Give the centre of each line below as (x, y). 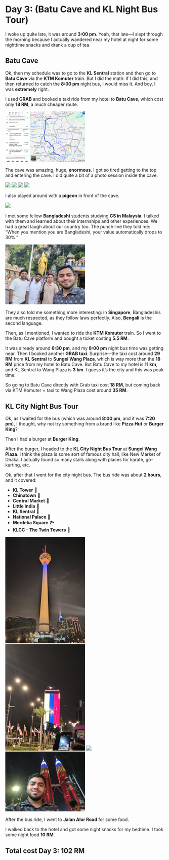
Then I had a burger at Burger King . (43, 439)
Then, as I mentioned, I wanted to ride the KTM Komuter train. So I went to (83, 333)
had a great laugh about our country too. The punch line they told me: (78, 227)
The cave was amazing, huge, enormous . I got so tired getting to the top (81, 170)
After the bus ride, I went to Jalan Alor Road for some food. (67, 819)
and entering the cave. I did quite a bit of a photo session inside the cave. (82, 175)
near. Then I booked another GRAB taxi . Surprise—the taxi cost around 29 (83, 354)
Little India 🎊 (26, 506)
